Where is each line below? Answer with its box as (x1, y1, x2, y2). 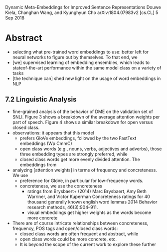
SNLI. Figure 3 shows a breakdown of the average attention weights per (12, 113, 161, 119)
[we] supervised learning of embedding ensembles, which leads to (12, 59, 150, 65)
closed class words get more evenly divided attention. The (19, 156, 141, 162)
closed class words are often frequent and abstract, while (19, 230, 139, 236)
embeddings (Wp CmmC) (19, 140, 72, 146)
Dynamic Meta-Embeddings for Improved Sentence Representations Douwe (5, 4, 161, 10)
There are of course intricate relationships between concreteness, (12, 220, 149, 226)
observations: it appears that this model (12, 129, 94, 135)
